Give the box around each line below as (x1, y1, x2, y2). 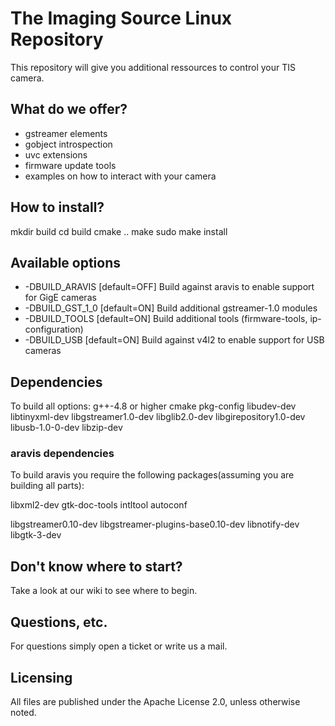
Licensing (10, 669, 73, 686)
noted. (10, 706, 37, 718)
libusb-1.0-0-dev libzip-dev (10, 422, 123, 434)
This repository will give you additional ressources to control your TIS (10, 61, 296, 73)
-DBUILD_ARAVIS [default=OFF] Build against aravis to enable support (24, 281, 315, 293)
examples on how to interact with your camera (24, 170, 217, 182)
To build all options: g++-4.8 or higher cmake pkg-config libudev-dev (10, 400, 297, 412)
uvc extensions (24, 148, 88, 161)
